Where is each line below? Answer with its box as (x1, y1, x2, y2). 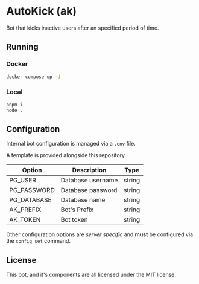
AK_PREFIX (9, 205, 42, 214)
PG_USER (9, 176, 36, 185)
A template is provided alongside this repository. (6, 152, 127, 159)
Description (72, 166, 107, 175)
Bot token (60, 216, 88, 224)
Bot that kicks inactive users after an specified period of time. (6, 24, 159, 31)
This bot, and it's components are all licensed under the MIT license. (6, 271, 177, 279)
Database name (60, 196, 106, 204)
